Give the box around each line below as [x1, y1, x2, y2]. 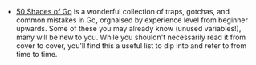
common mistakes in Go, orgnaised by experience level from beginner [15, 15, 249, 25]
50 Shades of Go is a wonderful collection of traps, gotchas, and [15, 7, 230, 16]
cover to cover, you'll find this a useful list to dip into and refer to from [15, 41, 247, 51]
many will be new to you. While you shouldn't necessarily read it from [15, 32, 246, 42]
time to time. [15, 50, 58, 59]
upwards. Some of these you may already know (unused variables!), [15, 24, 242, 33]
